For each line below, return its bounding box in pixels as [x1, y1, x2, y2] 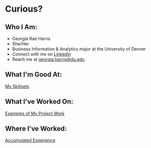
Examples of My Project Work [5, 111, 65, 116]
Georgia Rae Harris [12, 36, 51, 41]
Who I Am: [5, 23, 38, 31]
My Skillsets [5, 83, 29, 89]
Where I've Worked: [5, 125, 67, 133]
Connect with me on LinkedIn [12, 51, 71, 57]
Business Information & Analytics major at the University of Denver [12, 46, 146, 52]
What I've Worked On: [5, 97, 74, 106]
